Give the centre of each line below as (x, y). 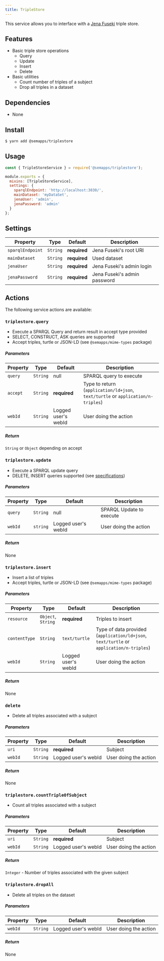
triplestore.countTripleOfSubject (46, 795)
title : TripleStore (25, 10)
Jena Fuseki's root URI (118, 251)
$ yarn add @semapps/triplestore (39, 141)
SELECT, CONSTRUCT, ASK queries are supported (63, 337)
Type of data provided (121, 629)
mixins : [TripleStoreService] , (41, 181)
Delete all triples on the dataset (43, 895)
